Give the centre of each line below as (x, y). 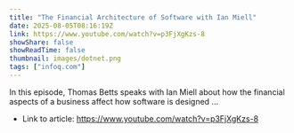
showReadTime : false (48, 51)
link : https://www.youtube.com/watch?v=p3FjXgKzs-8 (107, 34)
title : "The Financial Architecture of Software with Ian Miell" (133, 17)
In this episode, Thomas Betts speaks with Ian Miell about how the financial (147, 92)
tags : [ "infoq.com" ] (48, 67)
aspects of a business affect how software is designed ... (114, 101)
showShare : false (41, 42)
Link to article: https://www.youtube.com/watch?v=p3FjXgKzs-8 (140, 118)
